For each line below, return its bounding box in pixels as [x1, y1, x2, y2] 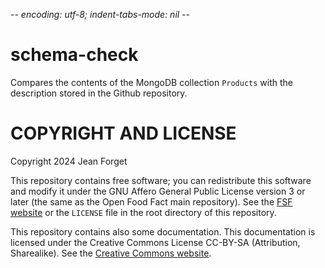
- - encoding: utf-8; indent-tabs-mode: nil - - [10, 9, 191, 20]
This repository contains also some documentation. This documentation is [10, 225, 316, 238]
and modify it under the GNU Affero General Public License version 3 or [10, 185, 306, 197]
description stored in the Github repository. [10, 87, 188, 99]
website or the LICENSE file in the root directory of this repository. [10, 206, 277, 218]
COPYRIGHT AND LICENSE [10, 122, 237, 145]
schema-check [10, 44, 139, 66]
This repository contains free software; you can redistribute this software [10, 174, 312, 186]
